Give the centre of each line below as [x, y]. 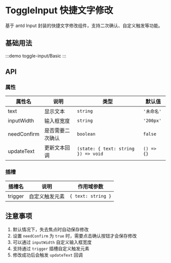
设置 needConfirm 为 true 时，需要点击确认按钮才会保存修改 [75, 235]
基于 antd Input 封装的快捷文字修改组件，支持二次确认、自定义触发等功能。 [84, 25]
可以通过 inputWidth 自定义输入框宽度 [52, 242]
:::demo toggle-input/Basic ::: [36, 56]
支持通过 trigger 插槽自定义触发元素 [51, 248]
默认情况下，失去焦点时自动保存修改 [51, 229]
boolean [86, 134]
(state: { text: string [106, 149]
